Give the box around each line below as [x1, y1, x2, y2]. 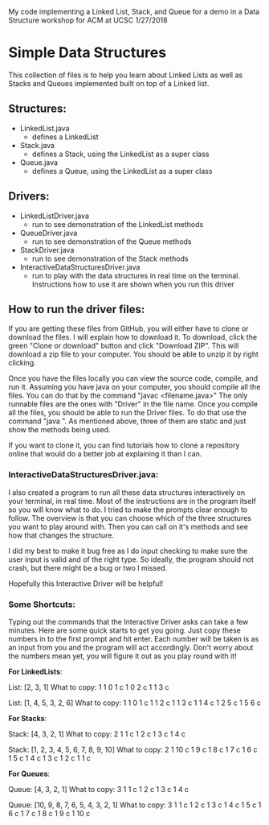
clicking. [8, 358, 36, 368]
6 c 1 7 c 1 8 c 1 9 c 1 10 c [8, 808, 91, 818]
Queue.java [19, 157, 59, 167]
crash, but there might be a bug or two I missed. [8, 563, 167, 572]
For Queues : [8, 769, 51, 778]
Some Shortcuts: [8, 599, 76, 610]
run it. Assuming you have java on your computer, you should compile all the [8, 382, 261, 392]
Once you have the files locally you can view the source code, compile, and [8, 373, 259, 383]
